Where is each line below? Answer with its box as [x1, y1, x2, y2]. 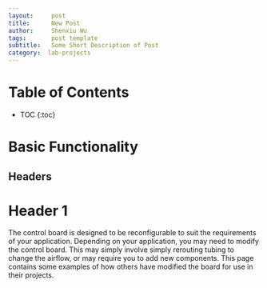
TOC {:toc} [19, 110, 56, 119]
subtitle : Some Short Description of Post [8, 42, 159, 50]
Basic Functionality [8, 138, 138, 156]
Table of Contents [8, 83, 130, 102]
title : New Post [8, 19, 81, 27]
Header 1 [8, 202, 68, 220]
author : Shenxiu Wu [8, 26, 88, 34]
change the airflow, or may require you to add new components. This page [8, 254, 254, 263]
